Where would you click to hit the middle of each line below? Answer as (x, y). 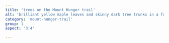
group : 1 (14, 24)
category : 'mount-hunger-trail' (39, 19)
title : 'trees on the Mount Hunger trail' (50, 10)
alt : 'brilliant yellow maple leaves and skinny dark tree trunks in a (82, 14)
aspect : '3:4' (20, 28)
